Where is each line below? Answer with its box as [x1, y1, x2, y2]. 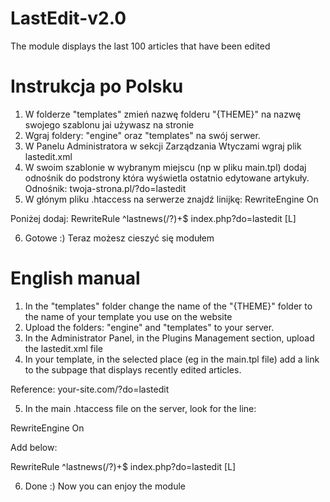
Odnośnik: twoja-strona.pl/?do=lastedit [24, 182, 187, 194]
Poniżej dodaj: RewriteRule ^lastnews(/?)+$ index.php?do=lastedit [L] [10, 212, 297, 224]
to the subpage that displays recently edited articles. [24, 363, 242, 376]
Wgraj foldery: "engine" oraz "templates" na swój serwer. [24, 129, 261, 141]
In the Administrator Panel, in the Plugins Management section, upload [24, 332, 315, 344]
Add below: [10, 441, 58, 453]
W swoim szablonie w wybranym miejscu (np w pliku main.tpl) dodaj [24, 161, 307, 173]
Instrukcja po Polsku [10, 75, 184, 98]
